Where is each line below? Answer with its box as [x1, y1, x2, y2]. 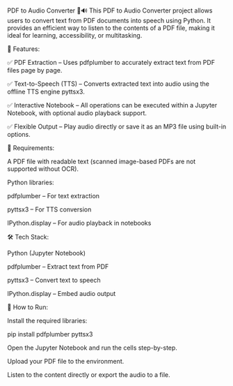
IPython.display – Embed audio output [7, 290, 116, 297]
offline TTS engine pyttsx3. [7, 87, 85, 96]
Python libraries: [7, 178, 54, 186]
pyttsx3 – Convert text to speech [7, 276, 101, 284]
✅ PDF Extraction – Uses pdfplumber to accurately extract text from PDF [7, 59, 216, 66]
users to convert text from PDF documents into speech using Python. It [7, 17, 211, 24]
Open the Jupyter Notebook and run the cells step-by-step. [7, 343, 177, 352]
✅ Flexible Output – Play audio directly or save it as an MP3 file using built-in [7, 122, 227, 131]
